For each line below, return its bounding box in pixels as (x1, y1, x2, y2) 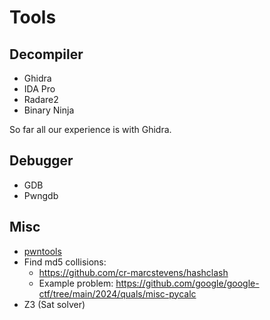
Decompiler (9, 46, 84, 63)
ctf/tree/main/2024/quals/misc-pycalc (38, 287, 197, 300)
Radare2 (23, 94, 59, 105)
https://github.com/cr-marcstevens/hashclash (38, 266, 229, 278)
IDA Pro (23, 83, 56, 95)
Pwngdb (23, 189, 59, 201)
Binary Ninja (23, 104, 75, 116)
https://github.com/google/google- (115, 277, 260, 289)
